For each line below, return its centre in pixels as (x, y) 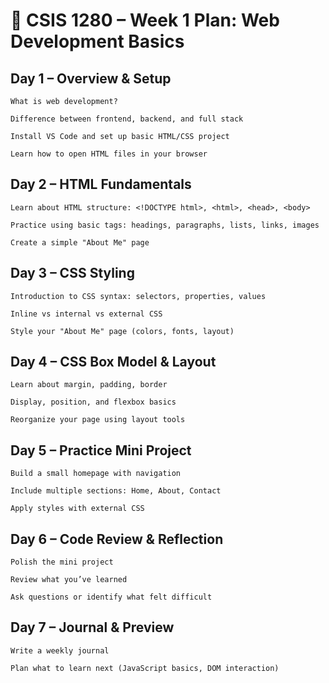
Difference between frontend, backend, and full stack (127, 119)
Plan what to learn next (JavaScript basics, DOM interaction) (145, 668)
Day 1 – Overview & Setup (91, 78)
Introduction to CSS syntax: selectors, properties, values (138, 296)
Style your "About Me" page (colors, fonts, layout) (122, 331)
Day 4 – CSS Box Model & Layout (113, 362)
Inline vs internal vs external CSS (86, 314)
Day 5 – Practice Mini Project (101, 450)
